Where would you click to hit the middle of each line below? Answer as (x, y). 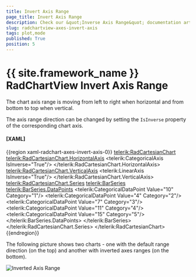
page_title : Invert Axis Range (44, 17)
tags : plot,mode (26, 33)
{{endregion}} (23, 233)
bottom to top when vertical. (40, 108)
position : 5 (20, 45)
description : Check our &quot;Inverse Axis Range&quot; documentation (94, 22)
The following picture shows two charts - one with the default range (88, 244)
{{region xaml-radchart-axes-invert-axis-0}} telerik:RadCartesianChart (91, 152)
